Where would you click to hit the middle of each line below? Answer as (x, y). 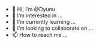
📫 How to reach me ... (40, 35)
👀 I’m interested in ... (37, 15)
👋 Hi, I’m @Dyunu (34, 9)
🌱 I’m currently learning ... (44, 22)
